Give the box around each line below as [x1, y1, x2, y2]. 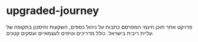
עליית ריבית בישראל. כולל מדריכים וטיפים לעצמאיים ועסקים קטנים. [6, 29, 155, 36]
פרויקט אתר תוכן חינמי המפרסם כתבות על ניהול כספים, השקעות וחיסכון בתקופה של [6, 23, 193, 30]
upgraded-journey [6, 4, 99, 17]
